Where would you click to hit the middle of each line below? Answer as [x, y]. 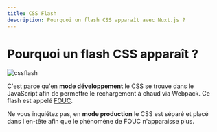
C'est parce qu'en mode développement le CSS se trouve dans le [101, 86]
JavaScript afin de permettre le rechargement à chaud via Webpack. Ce [109, 93]
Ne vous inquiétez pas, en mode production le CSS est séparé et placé [108, 114]
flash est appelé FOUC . [40, 101]
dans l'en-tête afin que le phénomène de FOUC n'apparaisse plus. [101, 122]
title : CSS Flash [32, 13]
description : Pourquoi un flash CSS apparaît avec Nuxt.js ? [96, 20]
